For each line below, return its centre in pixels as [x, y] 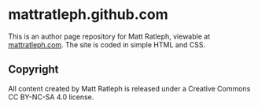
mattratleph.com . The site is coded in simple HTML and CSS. [107, 44]
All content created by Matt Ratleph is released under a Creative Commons [129, 88]
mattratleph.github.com [88, 15]
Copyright [33, 70]
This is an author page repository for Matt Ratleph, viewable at [109, 36]
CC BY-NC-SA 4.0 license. [51, 97]
